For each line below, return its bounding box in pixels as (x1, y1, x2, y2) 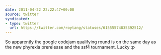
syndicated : (5, 16, 30, 21)
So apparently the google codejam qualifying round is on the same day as (5, 39, 157, 45)
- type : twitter (5, 21, 39, 26)
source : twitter (5, 12, 39, 17)
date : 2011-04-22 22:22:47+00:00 (5, 7, 75, 12)
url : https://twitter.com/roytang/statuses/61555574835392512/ (9, 26, 143, 30)
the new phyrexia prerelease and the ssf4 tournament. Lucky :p (5, 44, 135, 50)
